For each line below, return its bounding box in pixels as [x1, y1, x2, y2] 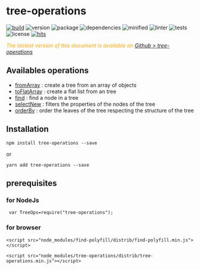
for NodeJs [6, 196, 40, 204]
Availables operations [6, 66, 89, 76]
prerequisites [6, 178, 57, 188]
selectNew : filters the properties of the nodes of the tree [14, 100, 155, 108]
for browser [6, 223, 41, 232]
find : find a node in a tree [14, 94, 79, 101]
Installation [6, 124, 49, 134]
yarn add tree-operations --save [6, 162, 90, 168]
